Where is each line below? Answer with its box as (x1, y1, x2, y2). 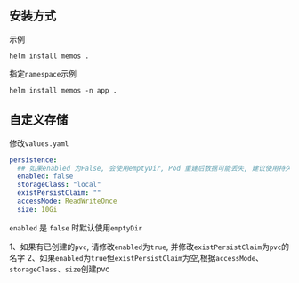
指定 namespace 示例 (9, 68, 77, 78)
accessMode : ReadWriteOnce (17, 197, 117, 206)
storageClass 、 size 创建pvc (9, 263, 110, 274)
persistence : (9, 155, 58, 165)
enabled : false (17, 172, 74, 181)
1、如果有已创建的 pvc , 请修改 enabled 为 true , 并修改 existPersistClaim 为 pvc (9, 241, 282, 252)
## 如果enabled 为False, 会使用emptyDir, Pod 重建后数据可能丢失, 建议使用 (17, 164, 279, 173)
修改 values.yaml (9, 137, 69, 149)
